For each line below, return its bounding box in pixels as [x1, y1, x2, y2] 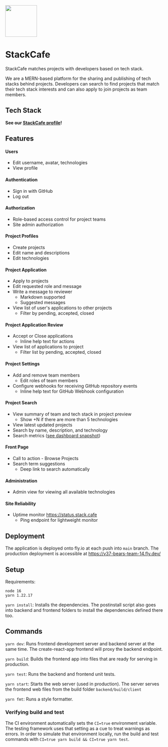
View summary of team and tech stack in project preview [12, 411, 132, 417]
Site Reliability [5, 501, 36, 507]
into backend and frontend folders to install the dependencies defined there [5, 607, 163, 613]
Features [5, 134, 34, 143]
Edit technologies [12, 255, 49, 261]
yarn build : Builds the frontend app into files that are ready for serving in [5, 655, 158, 662]
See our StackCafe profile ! [5, 119, 62, 126]
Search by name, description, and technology [12, 427, 108, 433]
